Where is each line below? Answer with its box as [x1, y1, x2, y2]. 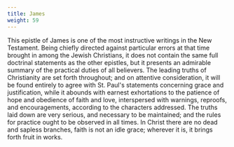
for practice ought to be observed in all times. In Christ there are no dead [7, 118, 219, 126]
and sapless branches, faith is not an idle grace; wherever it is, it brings [7, 125, 213, 134]
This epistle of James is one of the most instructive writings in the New [7, 36, 212, 44]
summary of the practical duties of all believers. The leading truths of [7, 66, 207, 74]
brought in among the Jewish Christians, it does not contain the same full [7, 50, 219, 59]
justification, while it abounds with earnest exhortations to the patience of [7, 88, 220, 97]
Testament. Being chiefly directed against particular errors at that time [7, 43, 210, 52]
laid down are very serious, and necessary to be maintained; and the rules [7, 110, 221, 119]
